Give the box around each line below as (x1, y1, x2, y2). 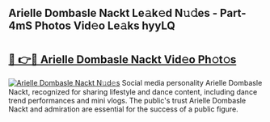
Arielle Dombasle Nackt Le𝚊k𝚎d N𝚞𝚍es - (8, 6, 218, 20)
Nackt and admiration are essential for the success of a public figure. (8, 104, 238, 114)
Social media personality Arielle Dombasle (121, 78, 263, 87)
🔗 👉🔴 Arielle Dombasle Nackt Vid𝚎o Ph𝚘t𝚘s (8, 53, 237, 66)
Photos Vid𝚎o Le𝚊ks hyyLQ (35, 19, 175, 33)
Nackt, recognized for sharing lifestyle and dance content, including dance (8, 87, 258, 96)
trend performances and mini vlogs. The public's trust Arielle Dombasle (8, 96, 247, 105)
